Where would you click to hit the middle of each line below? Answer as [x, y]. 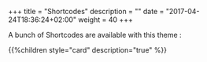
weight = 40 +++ [106, 20]
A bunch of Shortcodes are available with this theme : [95, 35]
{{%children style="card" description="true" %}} [88, 50]
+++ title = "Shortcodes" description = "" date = [86, 11]
